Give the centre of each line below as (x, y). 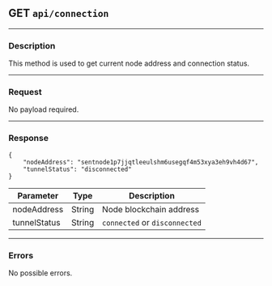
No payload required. (44, 109)
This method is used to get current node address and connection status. (129, 63)
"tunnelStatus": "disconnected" (77, 169)
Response (28, 139)
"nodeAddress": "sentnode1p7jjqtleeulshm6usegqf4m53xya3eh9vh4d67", (141, 162)
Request (25, 92)
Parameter (38, 195)
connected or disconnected (152, 222)
